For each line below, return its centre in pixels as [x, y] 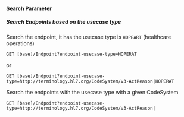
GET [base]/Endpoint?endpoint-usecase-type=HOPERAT [71, 54]
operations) [20, 43]
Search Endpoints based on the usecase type [64, 22]
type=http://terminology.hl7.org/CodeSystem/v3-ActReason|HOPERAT [90, 81]
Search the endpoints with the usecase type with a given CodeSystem [92, 92]
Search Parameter [29, 8]
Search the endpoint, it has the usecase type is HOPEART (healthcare [89, 37]
